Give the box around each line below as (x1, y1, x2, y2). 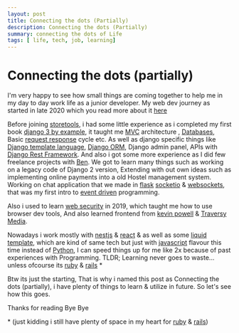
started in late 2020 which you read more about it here (7, 106, 167, 115)
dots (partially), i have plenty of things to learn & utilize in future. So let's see (7, 282, 231, 291)
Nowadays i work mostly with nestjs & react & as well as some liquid (7, 231, 208, 239)
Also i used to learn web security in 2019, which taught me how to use (7, 202, 213, 211)
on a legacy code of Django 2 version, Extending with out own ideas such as (7, 165, 232, 174)
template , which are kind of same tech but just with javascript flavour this (7, 238, 222, 247)
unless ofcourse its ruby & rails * (7, 261, 103, 270)
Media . (7, 217, 28, 226)
